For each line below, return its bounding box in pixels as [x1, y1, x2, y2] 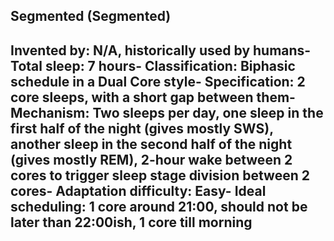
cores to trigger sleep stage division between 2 [10, 167, 310, 184]
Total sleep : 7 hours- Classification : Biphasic [10, 57, 296, 74]
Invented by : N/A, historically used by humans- [10, 42, 312, 59]
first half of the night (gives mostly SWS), [10, 120, 274, 137]
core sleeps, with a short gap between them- [10, 89, 296, 106]
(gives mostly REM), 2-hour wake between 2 [10, 151, 293, 168]
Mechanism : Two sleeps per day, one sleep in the [10, 104, 324, 121]
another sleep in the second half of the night [10, 135, 293, 153]
